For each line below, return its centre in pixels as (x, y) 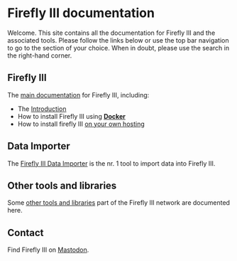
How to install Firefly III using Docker (71, 116)
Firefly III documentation (81, 13)
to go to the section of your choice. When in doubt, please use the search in (118, 48)
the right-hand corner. (40, 55)
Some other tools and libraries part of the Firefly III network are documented (119, 203)
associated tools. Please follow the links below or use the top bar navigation (118, 40)
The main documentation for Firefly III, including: (78, 95)
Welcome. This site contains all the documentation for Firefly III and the (111, 33)
